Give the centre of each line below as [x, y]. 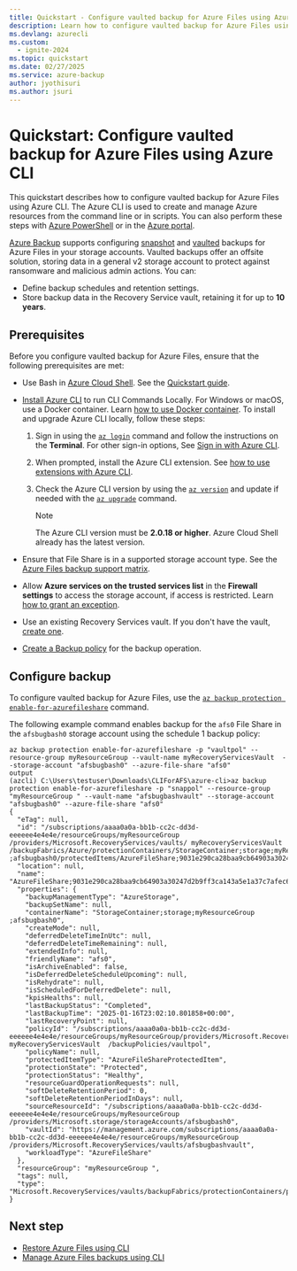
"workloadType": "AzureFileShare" [88, 1153]
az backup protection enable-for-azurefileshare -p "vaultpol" [128, 750]
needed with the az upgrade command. [106, 499]
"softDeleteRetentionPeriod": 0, [87, 1091]
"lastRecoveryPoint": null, [76, 1021]
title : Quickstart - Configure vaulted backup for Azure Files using [140, 17]
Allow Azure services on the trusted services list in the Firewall [140, 586]
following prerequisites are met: [67, 366]
